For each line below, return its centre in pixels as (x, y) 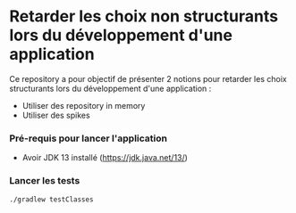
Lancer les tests (45, 181)
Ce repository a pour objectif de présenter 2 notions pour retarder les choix (148, 78)
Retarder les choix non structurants (144, 16)
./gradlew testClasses (51, 199)
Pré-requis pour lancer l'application (89, 138)
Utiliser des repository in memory (84, 105)
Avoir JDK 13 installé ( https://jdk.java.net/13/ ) (105, 158)
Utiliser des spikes (56, 115)
